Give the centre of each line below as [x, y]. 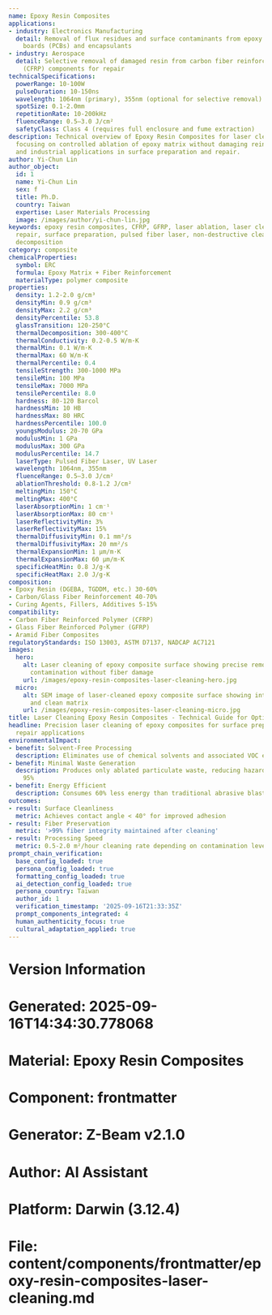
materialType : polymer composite [72, 280]
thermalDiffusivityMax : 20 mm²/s [72, 545]
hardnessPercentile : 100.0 [61, 424]
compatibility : [34, 612]
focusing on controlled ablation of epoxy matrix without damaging [132, 144]
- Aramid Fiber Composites [54, 635]
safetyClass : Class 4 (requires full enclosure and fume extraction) [135, 129]
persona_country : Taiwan [57, 891]
